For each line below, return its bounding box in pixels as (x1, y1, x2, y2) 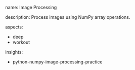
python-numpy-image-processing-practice (12, 59, 103, 65)
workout (12, 39, 30, 45)
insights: (5, 49, 23, 55)
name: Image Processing (5, 5, 57, 10)
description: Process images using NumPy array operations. (5, 14, 130, 20)
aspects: (5, 24, 23, 30)
